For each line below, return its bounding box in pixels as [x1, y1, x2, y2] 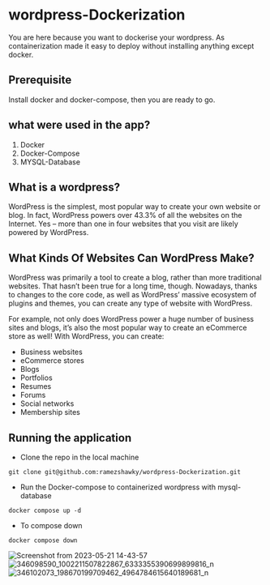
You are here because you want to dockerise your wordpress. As [8, 32, 225, 42]
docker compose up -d [8, 506, 82, 515]
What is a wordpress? [8, 180, 121, 194]
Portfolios [19, 373, 53, 382]
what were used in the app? [8, 118, 151, 132]
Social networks [19, 399, 75, 408]
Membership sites [19, 408, 81, 417]
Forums [19, 391, 46, 400]
